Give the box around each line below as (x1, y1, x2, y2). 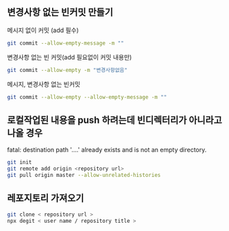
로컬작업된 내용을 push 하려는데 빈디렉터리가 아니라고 (7, 114, 223, 125)
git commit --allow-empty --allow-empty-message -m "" (7, 93, 167, 101)
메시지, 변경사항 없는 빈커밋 (7, 80, 81, 88)
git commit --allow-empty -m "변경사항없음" (7, 66, 128, 73)
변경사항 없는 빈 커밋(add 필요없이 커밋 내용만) (7, 53, 132, 61)
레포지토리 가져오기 (7, 193, 84, 204)
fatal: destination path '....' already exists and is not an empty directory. (7, 146, 207, 154)
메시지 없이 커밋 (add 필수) (7, 26, 79, 34)
